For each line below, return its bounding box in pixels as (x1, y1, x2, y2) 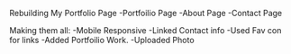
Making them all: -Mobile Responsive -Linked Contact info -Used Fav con (9, 25, 282, 35)
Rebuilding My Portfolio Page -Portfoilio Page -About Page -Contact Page (9, 8, 283, 18)
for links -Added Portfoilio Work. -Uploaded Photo (9, 35, 196, 45)
